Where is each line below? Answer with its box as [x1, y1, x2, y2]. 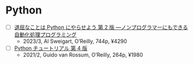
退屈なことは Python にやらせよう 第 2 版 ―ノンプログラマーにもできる [14, 23, 188, 31]
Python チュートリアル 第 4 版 [14, 45, 88, 52]
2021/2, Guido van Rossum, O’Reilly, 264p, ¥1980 [22, 51, 143, 59]
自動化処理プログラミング [14, 31, 77, 38]
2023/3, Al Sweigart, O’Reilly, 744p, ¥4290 [22, 38, 128, 45]
